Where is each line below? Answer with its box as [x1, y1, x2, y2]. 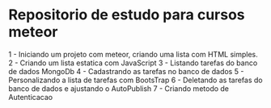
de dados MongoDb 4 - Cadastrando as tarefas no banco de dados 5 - [8, 66, 244, 76]
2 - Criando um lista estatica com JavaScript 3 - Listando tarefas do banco [8, 58, 258, 68]
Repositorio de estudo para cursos [8, 6, 245, 24]
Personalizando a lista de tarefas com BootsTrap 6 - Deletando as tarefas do [8, 75, 263, 85]
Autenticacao [8, 92, 53, 102]
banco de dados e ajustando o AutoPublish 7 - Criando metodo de [8, 83, 229, 93]
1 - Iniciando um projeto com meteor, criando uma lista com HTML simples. [8, 49, 258, 59]
